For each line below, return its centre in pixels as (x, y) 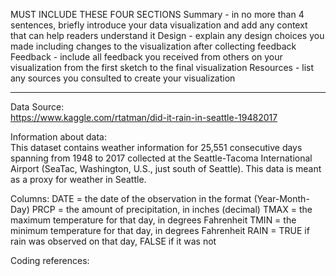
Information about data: (58, 137)
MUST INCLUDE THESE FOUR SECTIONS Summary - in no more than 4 (157, 14)
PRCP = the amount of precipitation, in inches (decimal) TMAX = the (172, 209)
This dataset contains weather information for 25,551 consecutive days (156, 147)
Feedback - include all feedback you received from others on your (146, 57)
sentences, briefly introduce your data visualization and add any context (159, 25)
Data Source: (37, 107)
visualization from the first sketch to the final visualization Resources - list (162, 67)
